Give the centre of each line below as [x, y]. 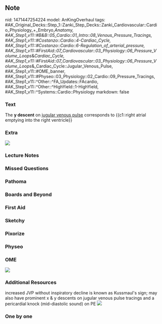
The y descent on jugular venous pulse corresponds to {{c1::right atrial [76, 115]
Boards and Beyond [29, 194]
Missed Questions [27, 168]
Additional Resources [31, 282]
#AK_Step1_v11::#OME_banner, [35, 71]
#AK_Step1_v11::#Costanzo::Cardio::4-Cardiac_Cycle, [58, 40]
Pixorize [15, 233]
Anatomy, [64, 30]
